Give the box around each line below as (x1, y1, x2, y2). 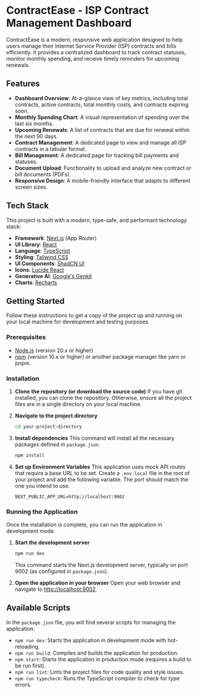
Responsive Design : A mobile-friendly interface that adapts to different (14, 177, 191, 184)
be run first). (14, 662, 46, 669)
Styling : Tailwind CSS (14, 253, 69, 260)
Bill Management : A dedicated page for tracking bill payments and (14, 152, 179, 159)
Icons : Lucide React (14, 266, 64, 273)
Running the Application (6, 507, 78, 516)
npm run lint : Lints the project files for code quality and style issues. (14, 668, 185, 675)
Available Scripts (6, 603, 70, 613)
